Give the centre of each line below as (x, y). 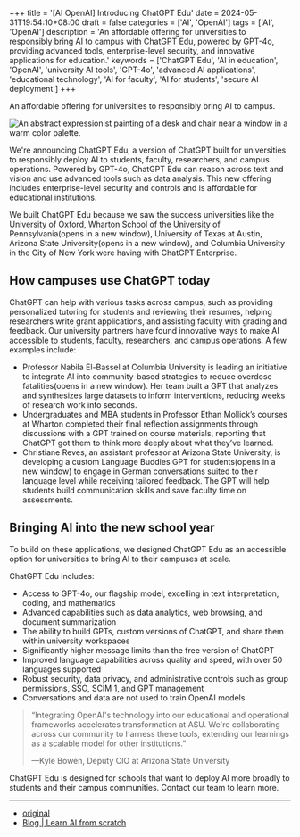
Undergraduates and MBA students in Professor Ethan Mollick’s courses (155, 414)
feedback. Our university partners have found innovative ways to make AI (144, 330)
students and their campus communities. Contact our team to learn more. (144, 787)
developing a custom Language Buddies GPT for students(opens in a (149, 461)
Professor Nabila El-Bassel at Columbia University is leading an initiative (154, 367)
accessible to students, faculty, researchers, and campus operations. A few (148, 340)
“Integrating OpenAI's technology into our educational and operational (160, 715)
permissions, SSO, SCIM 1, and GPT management (113, 688)
